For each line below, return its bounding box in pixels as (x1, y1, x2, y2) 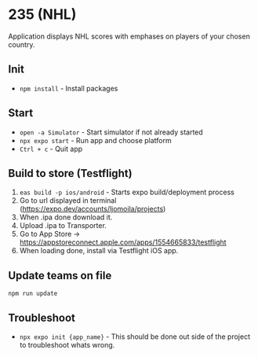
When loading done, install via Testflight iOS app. (19, 246, 179, 256)
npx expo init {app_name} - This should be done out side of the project (19, 332, 251, 341)
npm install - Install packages (19, 83, 118, 93)
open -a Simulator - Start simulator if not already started (19, 127, 204, 137)
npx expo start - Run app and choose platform (19, 135, 172, 145)
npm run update (8, 289, 58, 298)
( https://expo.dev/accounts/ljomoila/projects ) (19, 204, 166, 214)
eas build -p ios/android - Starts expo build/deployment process (19, 187, 235, 197)
